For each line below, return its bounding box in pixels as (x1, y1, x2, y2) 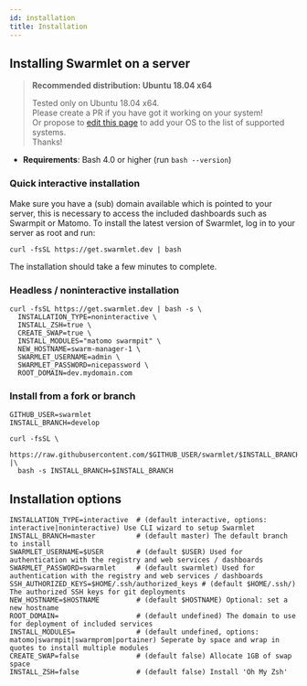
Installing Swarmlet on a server (9, 56, 191, 71)
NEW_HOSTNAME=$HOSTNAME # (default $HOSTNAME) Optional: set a (9, 595, 288, 605)
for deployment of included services (9, 619, 153, 629)
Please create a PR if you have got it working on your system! (31, 107, 263, 119)
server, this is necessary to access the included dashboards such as (9, 208, 268, 219)
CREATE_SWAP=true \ (17, 328, 92, 338)
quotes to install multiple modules (9, 644, 149, 653)
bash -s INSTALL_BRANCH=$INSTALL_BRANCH (17, 466, 174, 476)
